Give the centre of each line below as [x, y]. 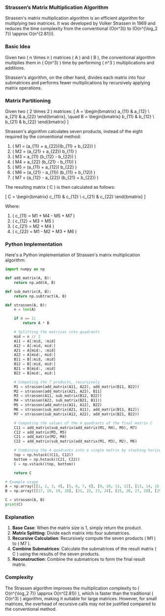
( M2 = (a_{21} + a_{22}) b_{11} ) [44, 151]
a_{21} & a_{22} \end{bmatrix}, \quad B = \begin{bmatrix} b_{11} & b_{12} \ [80, 116]
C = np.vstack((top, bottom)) [45, 464]
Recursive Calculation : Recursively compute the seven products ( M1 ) [84, 538]
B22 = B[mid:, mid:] [35, 373]
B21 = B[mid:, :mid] [35, 369]
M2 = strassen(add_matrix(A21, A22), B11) [58, 391]
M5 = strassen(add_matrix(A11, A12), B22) [58, 405]
